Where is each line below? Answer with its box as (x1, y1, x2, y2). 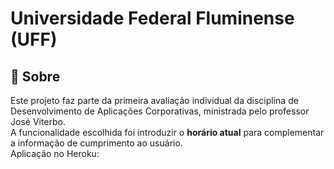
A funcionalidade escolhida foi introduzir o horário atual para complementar (10, 127, 325, 138)
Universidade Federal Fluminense (10, 7, 295, 30)
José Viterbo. (10, 116, 67, 127)
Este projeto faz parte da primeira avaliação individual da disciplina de (10, 95, 299, 106)
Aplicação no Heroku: (10, 148, 100, 159)
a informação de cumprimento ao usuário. (10, 137, 183, 149)
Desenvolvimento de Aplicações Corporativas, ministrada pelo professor (10, 105, 310, 117)
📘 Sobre (10, 68, 61, 85)
